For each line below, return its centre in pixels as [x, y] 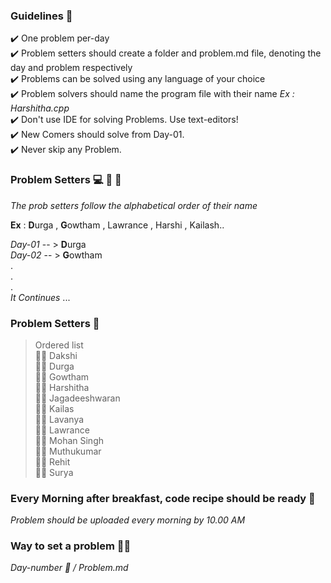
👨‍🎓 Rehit [52, 461]
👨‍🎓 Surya [54, 472]
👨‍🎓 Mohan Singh [69, 440]
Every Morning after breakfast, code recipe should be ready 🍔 [163, 498]
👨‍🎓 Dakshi [56, 355]
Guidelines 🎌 [41, 16]
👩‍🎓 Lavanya [59, 419]
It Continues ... [40, 297]
